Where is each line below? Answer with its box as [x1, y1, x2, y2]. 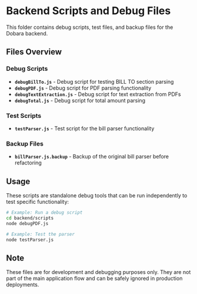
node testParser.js [6, 237, 54, 243]
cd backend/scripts [6, 215, 54, 221]
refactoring [14, 159, 42, 166]
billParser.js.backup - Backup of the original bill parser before [14, 153, 169, 160]
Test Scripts [6, 111, 42, 120]
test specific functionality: [6, 199, 69, 206]
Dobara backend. [6, 29, 48, 37]
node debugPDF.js [6, 220, 49, 226]
